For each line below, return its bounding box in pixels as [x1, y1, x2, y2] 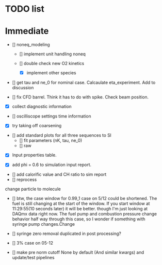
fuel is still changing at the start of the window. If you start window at [12, 200, 150, 207]
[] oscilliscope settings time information [12, 113, 91, 119]
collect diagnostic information [12, 103, 72, 110]
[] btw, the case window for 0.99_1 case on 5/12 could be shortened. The [12, 196, 157, 201]
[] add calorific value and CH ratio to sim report [12, 171, 107, 178]
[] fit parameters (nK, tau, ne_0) [19, 137, 82, 144]
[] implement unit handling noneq [19, 51, 86, 57]
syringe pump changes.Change [12, 221, 75, 227]
